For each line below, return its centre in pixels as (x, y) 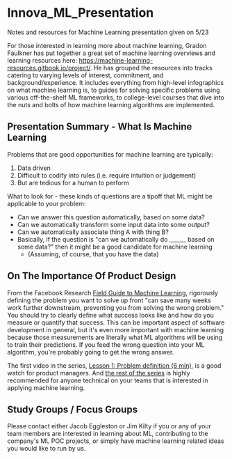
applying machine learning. (46, 387)
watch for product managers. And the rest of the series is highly (99, 373)
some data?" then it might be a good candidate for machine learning (115, 247)
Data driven (34, 168)
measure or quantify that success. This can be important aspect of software (116, 322)
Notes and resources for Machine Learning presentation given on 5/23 (108, 32)
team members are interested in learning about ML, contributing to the (108, 434)
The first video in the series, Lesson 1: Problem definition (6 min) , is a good (114, 365)
